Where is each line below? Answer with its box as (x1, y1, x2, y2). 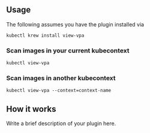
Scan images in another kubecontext (6, 74, 116, 82)
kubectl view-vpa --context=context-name (6, 87, 112, 94)
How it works (6, 104, 56, 114)
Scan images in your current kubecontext (6, 46, 130, 55)
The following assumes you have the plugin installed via (6, 20, 145, 28)
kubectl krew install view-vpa (6, 32, 85, 39)
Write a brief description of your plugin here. (6, 120, 116, 127)
